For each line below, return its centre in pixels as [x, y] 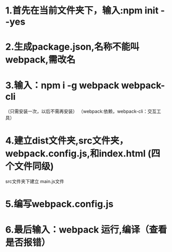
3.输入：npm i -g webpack [62, 85]
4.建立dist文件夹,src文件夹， [67, 141]
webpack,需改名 [40, 60]
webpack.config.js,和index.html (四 [83, 154]
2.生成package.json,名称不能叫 [72, 47]
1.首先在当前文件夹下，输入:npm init [82, 11]
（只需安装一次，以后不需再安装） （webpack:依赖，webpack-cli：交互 [81, 112]
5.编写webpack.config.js [60, 204]
